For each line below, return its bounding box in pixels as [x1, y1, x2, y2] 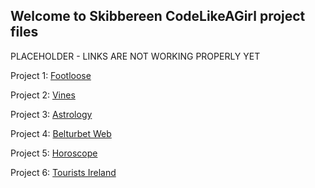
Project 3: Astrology [10, 108, 93, 120]
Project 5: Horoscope [10, 147, 98, 159]
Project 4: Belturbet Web [10, 127, 112, 139]
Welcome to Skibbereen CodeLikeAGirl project [10, 8, 306, 25]
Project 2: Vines [10, 89, 76, 101]
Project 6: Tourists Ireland [10, 166, 117, 178]
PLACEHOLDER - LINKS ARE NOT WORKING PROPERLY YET [10, 50, 261, 62]
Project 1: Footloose [10, 69, 92, 81]
